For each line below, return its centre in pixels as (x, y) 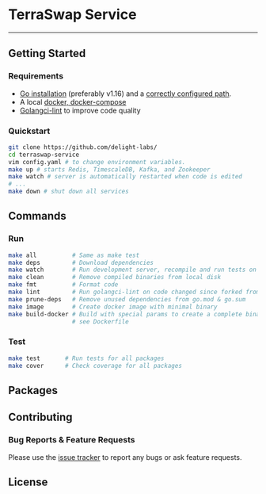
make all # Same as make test (74, 255)
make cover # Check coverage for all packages (95, 366)
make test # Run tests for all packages (86, 358)
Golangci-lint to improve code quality (80, 110)
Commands (38, 216)
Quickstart (29, 131)
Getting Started (47, 54)
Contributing (40, 417)
